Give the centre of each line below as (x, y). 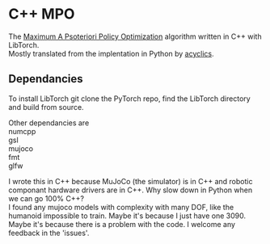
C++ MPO (42, 14)
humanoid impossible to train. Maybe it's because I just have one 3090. (127, 216)
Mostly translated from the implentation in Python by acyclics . (111, 53)
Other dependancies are (49, 123)
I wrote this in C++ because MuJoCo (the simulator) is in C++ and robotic (131, 181)
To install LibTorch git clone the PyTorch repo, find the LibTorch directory (129, 99)
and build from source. (46, 107)
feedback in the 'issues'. (49, 233)
